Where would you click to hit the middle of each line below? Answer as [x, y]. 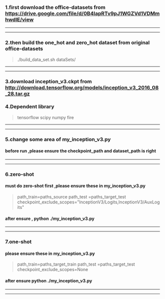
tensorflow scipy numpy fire [45, 117]
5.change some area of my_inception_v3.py [58, 139]
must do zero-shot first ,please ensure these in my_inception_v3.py [75, 186]
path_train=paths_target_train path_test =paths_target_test [76, 264]
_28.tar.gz [18, 94]
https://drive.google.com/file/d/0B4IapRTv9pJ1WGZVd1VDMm [82, 13]
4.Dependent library [30, 107]
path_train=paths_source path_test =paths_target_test [71, 197]
